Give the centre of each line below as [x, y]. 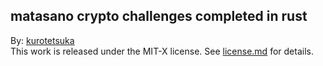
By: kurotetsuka [42, 40]
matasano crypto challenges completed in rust [159, 16]
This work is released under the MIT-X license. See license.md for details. [162, 51]
